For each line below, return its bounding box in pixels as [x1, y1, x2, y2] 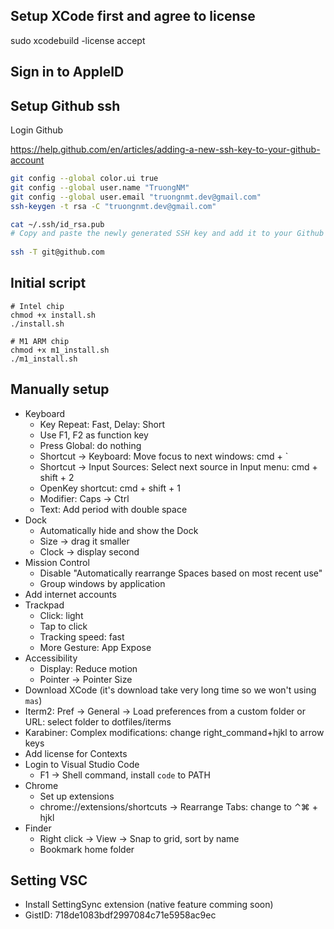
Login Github [10, 124, 64, 136]
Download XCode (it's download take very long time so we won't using [24, 684, 317, 696]
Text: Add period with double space [39, 503, 188, 515]
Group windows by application [39, 577, 166, 589]
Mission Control [24, 556, 90, 568]
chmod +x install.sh [10, 310, 97, 320]
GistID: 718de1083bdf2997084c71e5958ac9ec [24, 909, 217, 921]
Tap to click [39, 620, 88, 632]
